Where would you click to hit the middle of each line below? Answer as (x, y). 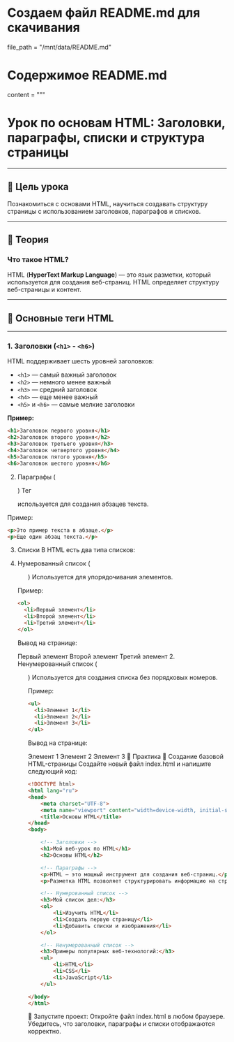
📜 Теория (28, 240)
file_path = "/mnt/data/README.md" (59, 47)
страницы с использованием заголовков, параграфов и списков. (104, 211)
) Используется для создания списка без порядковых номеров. (123, 677)
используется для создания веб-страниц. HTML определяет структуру (113, 282)
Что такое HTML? (38, 259)
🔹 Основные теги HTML (61, 318)
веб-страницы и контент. (44, 290)
